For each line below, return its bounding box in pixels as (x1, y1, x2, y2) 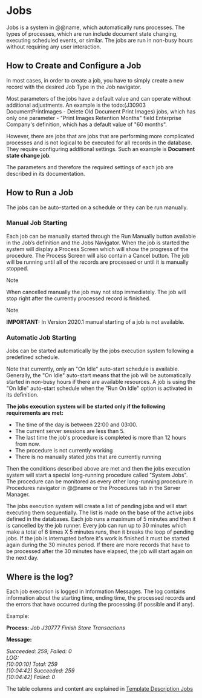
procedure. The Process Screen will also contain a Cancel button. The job (6, 252, 190, 259)
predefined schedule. (6, 354, 60, 361)
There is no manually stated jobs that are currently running (15, 453, 161, 461)
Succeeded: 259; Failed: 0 (6, 647, 72, 655)
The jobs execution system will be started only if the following (6, 403, 166, 410)
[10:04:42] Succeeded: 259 (6, 666, 75, 674)
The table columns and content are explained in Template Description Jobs (6, 685, 194, 692)
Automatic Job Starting (6, 333, 77, 341)
